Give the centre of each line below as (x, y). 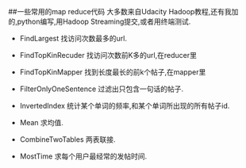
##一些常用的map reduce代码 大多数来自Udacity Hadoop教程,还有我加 (123, 11)
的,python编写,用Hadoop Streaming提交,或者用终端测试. (100, 21)
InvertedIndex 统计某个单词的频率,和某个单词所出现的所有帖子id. (125, 106)
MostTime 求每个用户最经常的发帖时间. (83, 156)
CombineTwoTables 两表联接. (68, 139)
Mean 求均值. (41, 122)
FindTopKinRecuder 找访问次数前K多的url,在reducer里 (108, 55)
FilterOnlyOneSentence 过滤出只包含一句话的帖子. (102, 89)
